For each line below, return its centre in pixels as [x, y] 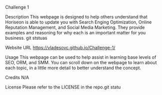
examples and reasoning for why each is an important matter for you [76, 33]
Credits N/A [17, 77]
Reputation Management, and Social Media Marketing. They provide [75, 27]
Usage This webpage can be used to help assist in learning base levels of [81, 57]
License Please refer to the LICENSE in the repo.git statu [63, 87]
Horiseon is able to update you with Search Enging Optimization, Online [79, 22]
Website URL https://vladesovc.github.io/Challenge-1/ [60, 47]
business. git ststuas [26, 38]
